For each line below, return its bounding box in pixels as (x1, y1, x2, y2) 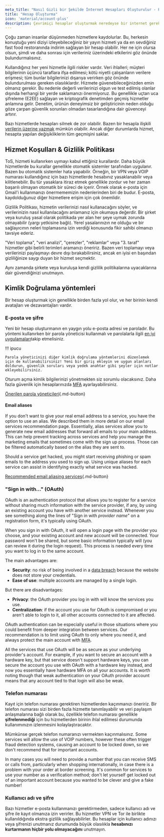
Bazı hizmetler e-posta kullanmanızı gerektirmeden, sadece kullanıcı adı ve (5, 806, 156, 812)
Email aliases (5, 402, 33, 408)
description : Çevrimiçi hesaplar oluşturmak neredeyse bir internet (5, 21, 147, 26)
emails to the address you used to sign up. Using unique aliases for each (5, 459, 151, 465)
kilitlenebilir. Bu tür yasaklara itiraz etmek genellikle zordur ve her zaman (5, 179, 150, 185)
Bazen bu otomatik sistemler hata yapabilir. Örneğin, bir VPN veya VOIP (5, 169, 149, 175)
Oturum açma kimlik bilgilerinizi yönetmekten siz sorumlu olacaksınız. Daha (5, 376, 156, 382)
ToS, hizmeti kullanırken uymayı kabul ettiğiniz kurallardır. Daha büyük (5, 158, 145, 164)
